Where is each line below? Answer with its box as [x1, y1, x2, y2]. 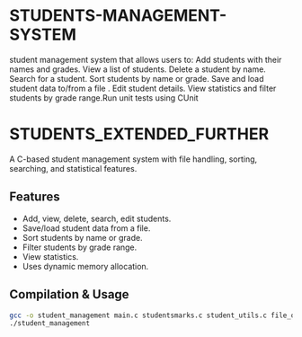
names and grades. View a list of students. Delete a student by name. [9, 64, 267, 75]
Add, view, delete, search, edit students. [22, 213, 172, 224]
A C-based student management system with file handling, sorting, [9, 154, 258, 164]
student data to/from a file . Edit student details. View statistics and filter [9, 83, 277, 93]
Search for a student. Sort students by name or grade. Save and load [9, 73, 264, 84]
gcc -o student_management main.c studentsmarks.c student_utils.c [9, 311, 268, 320]
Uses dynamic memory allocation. [22, 261, 149, 271]
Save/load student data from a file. [22, 222, 151, 234]
